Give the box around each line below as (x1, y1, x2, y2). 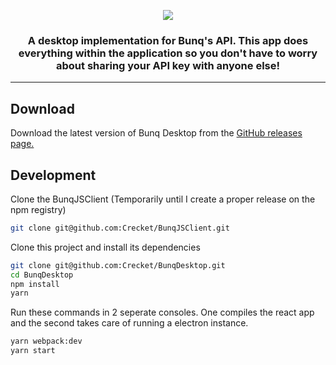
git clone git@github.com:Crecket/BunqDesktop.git (10, 260, 226, 270)
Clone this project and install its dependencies (10, 241, 201, 253)
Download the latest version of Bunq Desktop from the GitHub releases (10, 127, 303, 139)
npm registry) (10, 203, 67, 215)
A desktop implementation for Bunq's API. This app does (27, 33, 309, 47)
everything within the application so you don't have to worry (18, 46, 318, 60)
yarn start (10, 346, 56, 356)
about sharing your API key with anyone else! (55, 58, 281, 72)
